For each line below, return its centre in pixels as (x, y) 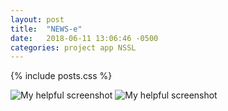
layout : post (37, 19)
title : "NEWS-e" (46, 29)
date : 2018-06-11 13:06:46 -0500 (84, 38)
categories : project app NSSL (73, 47)
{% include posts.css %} (61, 76)
